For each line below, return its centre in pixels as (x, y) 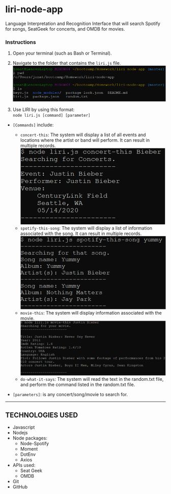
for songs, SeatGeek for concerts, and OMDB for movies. (65, 29)
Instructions (21, 42)
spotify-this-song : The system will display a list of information (86, 228)
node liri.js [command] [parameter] (51, 115)
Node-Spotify (35, 444)
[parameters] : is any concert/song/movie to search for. (70, 394)
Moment (29, 449)
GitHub (20, 487)
